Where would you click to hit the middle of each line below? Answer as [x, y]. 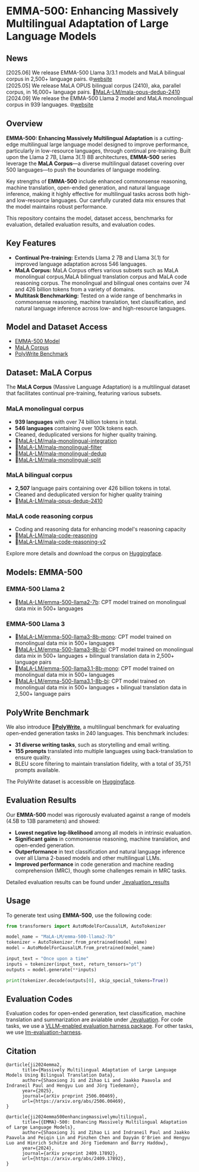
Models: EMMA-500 [45, 572]
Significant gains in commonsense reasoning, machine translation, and [102, 839]
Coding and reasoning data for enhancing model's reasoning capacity [100, 529]
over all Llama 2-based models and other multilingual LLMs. [88, 858]
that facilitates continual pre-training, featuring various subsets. [84, 393]
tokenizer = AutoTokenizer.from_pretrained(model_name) [77, 943]
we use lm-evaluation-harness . [44, 1033]
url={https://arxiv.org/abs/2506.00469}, [74, 1101]
